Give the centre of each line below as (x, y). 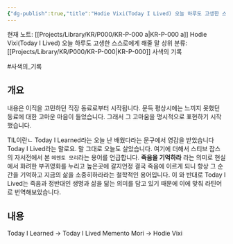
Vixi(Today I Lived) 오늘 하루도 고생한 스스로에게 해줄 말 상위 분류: (97, 43)
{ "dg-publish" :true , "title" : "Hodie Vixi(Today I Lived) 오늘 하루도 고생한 (113, 14)
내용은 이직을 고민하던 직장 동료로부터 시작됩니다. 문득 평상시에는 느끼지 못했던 (114, 108)
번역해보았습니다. (37, 192)
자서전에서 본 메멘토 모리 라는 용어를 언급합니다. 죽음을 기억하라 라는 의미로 (114, 157)
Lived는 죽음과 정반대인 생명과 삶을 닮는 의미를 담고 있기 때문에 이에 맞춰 (105, 184)
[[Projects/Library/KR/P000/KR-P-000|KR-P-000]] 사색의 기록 (95, 51)
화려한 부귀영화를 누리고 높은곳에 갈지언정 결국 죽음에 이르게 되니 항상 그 (118, 166)
